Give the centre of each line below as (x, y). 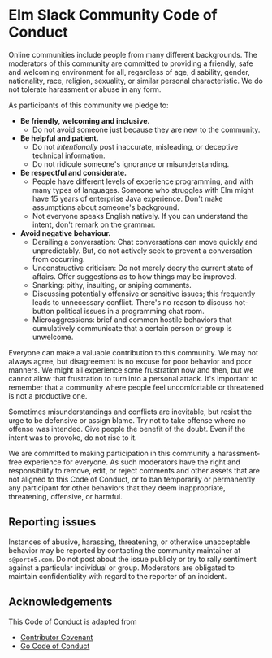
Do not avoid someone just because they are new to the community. (146, 129)
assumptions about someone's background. (106, 207)
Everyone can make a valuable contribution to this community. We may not (133, 352)
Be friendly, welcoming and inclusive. (85, 120)
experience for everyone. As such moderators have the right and (132, 462)
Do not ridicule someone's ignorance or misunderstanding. (131, 163)
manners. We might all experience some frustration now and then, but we (131, 370)
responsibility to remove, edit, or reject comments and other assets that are (134, 470)
